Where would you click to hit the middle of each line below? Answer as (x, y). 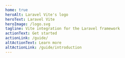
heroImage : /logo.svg (28, 24)
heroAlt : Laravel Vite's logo (37, 15)
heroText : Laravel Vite (30, 19)
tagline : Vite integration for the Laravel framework (63, 29)
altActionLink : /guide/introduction (43, 47)
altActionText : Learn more (33, 43)
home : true (17, 10)
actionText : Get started (31, 33)
